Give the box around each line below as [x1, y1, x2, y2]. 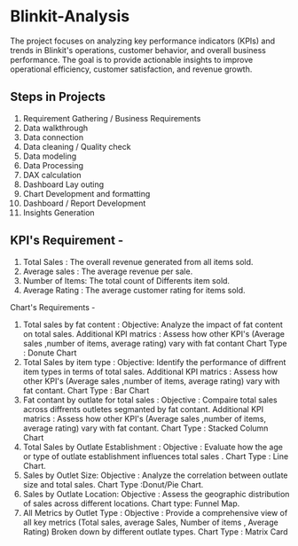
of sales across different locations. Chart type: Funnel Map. [22, 498, 240, 509]
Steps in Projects [10, 90, 106, 105]
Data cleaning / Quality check [22, 141, 131, 152]
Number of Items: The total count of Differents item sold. [22, 275, 230, 285]
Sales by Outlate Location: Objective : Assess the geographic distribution [22, 488, 290, 499]
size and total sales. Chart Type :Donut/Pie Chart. [22, 479, 204, 489]
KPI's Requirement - [10, 233, 124, 248]
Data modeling [22, 151, 77, 161]
